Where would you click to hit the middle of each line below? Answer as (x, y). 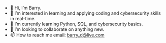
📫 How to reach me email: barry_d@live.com (57, 35)
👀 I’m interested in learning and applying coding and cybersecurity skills (85, 13)
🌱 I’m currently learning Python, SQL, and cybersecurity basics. (76, 24)
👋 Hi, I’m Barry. (26, 8)
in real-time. (23, 18)
